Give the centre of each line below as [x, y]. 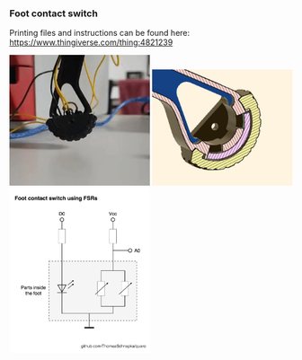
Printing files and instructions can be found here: [100, 33]
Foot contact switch [54, 13]
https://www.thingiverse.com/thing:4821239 [91, 42]
